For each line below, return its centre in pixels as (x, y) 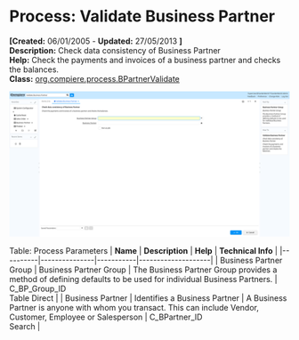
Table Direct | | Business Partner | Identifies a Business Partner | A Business (148, 298)
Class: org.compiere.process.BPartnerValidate (94, 78)
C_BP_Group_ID (38, 288)
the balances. (34, 69)
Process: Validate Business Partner (142, 16)
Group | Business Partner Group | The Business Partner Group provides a (143, 270)
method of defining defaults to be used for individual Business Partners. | (143, 279)
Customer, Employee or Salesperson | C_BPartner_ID (106, 317)
